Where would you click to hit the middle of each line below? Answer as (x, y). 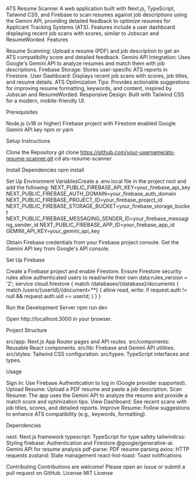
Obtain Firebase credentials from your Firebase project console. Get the (93, 242)
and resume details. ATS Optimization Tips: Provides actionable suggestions (98, 82)
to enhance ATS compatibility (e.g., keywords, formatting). (76, 414)
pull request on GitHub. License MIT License (59, 473)
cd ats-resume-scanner (83, 158)
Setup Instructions (28, 141)
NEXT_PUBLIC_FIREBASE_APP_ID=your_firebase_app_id (107, 225)
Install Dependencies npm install (45, 170)
